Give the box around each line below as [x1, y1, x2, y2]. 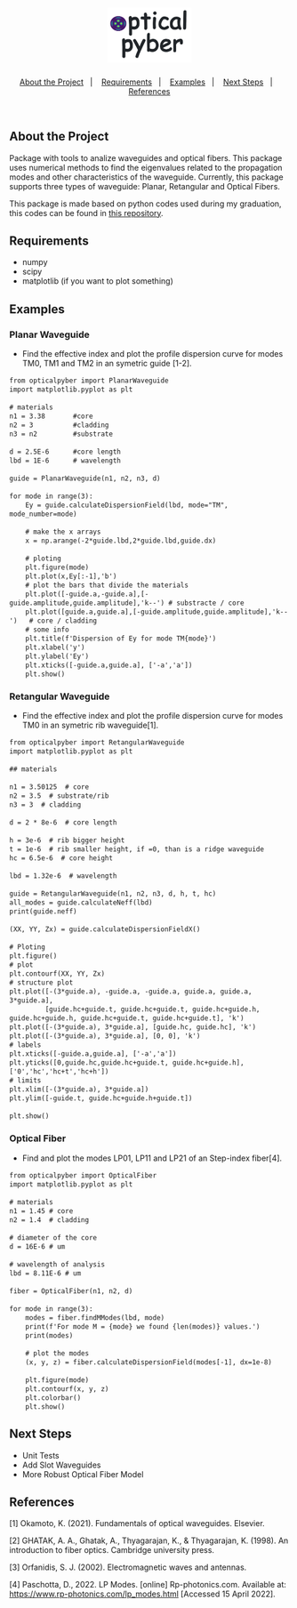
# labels [9, 1041, 42, 1049]
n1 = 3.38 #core [9, 412, 93, 421]
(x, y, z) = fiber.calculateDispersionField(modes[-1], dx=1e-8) [25, 1357, 273, 1367]
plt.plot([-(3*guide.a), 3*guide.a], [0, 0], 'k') [9, 1032, 201, 1041]
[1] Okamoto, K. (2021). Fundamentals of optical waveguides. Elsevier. [9, 1518, 265, 1529]
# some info [25, 625, 69, 634]
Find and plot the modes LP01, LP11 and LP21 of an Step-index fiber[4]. [21, 1153, 283, 1163]
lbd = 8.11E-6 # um [9, 1268, 82, 1278]
